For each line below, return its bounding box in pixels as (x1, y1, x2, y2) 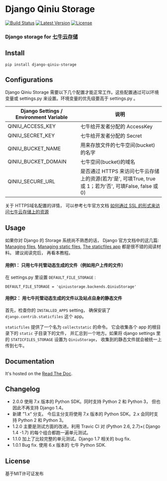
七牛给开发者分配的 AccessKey (80, 123, 153, 130)
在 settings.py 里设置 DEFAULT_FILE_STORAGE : (5, 274, 96, 280)
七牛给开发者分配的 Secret (80, 133, 142, 140)
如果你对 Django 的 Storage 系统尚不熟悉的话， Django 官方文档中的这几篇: (5, 238, 159, 243)
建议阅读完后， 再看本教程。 (14, 250, 73, 256)
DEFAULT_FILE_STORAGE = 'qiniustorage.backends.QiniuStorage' (5, 284, 137, 289)
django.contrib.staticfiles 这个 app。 (5, 313, 87, 319)
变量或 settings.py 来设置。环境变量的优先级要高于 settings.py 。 (5, 95, 138, 101)
